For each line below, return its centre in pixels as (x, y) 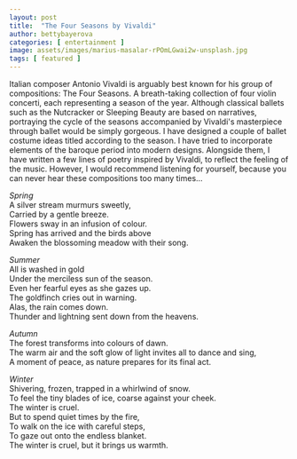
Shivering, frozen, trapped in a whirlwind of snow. (100, 388)
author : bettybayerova (51, 34)
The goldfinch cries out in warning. (73, 297)
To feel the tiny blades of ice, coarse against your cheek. (113, 398)
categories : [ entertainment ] (67, 42)
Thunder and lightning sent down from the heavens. (104, 317)
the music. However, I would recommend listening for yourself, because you (148, 169)
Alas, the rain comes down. (59, 307)
